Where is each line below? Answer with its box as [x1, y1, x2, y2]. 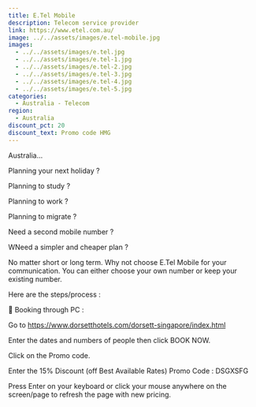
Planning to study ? [8, 181, 71, 190]
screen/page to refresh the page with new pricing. [8, 390, 172, 399]
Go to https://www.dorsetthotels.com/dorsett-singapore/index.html [8, 320, 226, 330]
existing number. [8, 274, 63, 284]
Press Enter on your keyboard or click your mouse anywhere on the [8, 381, 227, 390]
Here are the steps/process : [8, 289, 101, 299]
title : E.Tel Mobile [8, 11, 76, 20]
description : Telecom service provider [8, 19, 139, 27]
